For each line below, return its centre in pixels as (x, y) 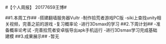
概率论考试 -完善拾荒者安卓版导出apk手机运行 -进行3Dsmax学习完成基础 (83, 30)
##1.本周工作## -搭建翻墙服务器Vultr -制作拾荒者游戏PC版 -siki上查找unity (81, 18)
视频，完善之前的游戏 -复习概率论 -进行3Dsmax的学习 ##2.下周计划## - (83, 24)
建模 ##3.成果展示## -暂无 (32, 36)
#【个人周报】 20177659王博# (36, 7)
